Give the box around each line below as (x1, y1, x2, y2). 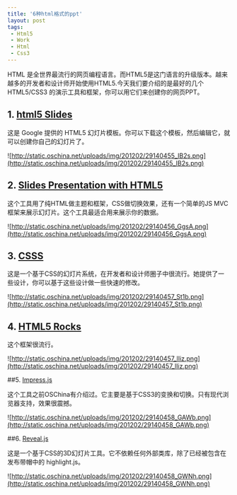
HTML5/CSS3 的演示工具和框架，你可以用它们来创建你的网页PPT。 (7, 88, 204, 96)
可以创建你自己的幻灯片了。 (7, 137, 88, 146)
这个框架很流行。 (7, 340, 57, 349)
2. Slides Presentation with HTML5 (7, 180, 163, 192)
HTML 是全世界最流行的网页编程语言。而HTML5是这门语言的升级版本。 (7, 70, 216, 78)
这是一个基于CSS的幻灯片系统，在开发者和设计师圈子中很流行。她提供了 (7, 269, 219, 278)
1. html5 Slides (7, 109, 73, 121)
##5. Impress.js (7, 375, 53, 384)
